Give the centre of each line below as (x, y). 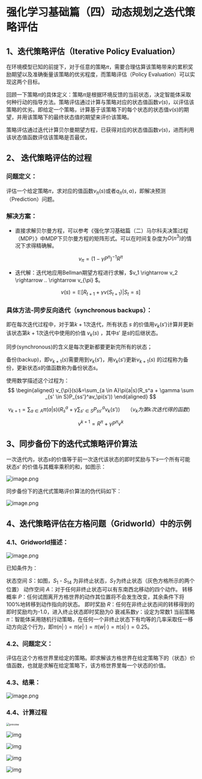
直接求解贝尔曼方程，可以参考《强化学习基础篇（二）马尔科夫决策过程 (102, 230)
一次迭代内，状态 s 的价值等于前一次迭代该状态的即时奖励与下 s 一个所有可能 (98, 459)
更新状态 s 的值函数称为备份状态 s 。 (59, 368)
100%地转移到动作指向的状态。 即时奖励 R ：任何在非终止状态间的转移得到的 (100, 604)
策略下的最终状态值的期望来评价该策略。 (82, 117)
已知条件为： (22, 568)
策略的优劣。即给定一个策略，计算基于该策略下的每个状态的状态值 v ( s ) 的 (95, 109)
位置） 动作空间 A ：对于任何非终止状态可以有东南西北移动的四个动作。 (94, 589)
